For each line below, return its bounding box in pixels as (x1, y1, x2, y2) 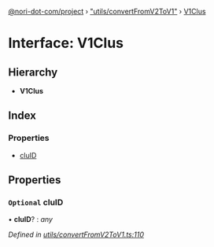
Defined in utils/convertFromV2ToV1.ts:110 (8, 230, 144, 239)
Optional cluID (8, 197, 64, 208)
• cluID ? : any (8, 215, 53, 224)
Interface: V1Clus (8, 35, 124, 52)
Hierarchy (8, 65, 58, 79)
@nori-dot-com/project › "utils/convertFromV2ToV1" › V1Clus (8, 7, 206, 16)
